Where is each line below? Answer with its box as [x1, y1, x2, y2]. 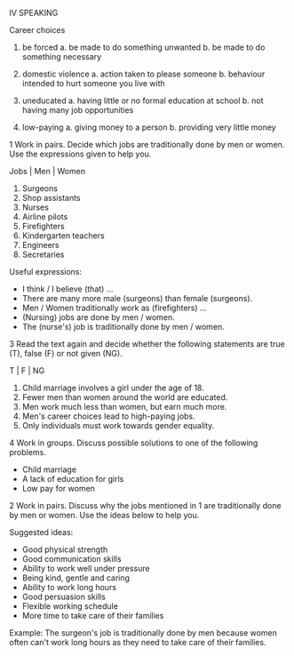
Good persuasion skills [21, 591, 107, 602]
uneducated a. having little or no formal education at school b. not [21, 95, 264, 106]
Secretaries [21, 249, 65, 260]
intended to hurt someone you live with [21, 78, 166, 88]
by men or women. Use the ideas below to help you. [9, 510, 200, 520]
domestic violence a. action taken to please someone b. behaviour [21, 68, 266, 79]
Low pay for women [21, 484, 96, 493]
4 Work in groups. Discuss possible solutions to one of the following [9, 437, 258, 448]
